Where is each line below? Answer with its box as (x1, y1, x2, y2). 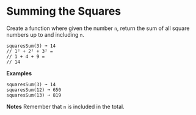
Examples (6, 69, 32, 77)
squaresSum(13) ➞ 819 (6, 92, 62, 98)
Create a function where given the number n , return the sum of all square (6, 24, 190, 32)
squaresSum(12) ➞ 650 (6, 87, 62, 93)
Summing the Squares (6, 4, 122, 18)
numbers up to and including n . (6, 31, 84, 38)
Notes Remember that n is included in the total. (6, 103, 125, 110)
